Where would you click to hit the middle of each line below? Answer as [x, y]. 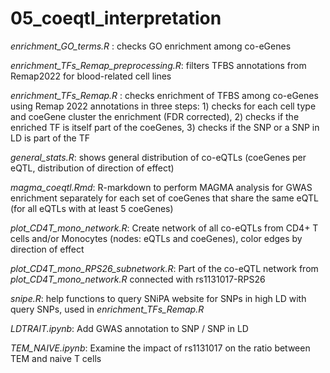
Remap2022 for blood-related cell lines [91, 76]
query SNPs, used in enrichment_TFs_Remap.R [107, 309]
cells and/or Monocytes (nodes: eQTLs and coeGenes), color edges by [156, 238]
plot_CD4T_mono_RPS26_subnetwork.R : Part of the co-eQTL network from [164, 268]
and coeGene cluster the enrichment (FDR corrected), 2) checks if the [155, 116]
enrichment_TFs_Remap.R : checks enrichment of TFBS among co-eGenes [164, 95]
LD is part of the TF [50, 138]
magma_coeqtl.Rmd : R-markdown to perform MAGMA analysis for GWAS [161, 187]
